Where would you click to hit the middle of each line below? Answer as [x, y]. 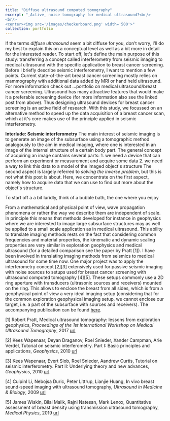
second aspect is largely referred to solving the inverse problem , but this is [83, 172]
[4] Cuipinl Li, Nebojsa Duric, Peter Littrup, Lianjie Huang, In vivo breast [80, 381]
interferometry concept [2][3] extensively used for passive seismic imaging [84, 267]
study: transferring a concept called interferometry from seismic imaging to [84, 59]
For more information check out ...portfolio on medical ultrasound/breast [81, 86]
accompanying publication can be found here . [53, 310]
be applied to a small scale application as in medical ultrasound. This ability [84, 229]
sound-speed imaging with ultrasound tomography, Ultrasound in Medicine [84, 387]
